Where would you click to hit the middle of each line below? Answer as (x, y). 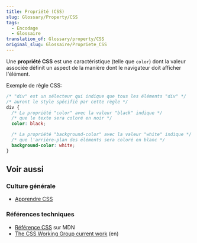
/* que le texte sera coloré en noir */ (62, 118)
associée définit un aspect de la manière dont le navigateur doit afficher (94, 67)
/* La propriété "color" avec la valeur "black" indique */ (87, 113)
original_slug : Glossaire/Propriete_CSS (57, 45)
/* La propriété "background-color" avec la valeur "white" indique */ (102, 135)
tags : (13, 22)
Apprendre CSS (34, 199)
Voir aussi (25, 169)
